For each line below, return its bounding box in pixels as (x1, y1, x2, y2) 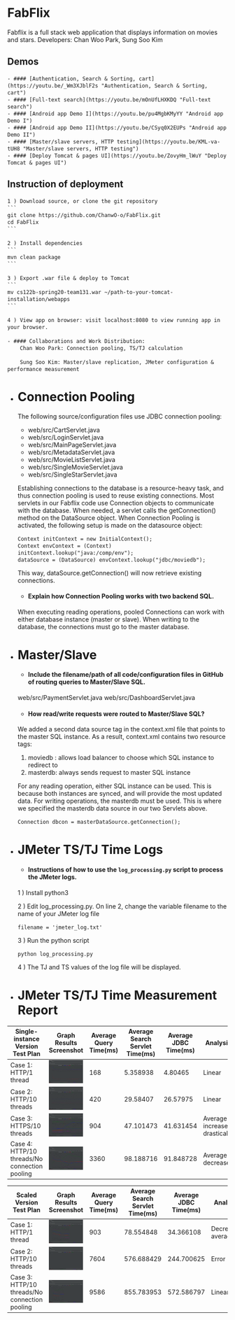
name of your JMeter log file (17, 909, 100, 918)
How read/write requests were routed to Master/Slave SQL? (27, 709, 205, 718)
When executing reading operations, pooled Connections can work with (17, 608, 225, 616)
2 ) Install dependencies (7, 239, 83, 246)
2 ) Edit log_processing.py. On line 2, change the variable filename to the (17, 901, 227, 911)
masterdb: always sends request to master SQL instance (27, 768, 191, 777)
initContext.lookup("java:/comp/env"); (17, 549, 134, 556)
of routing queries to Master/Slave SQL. (27, 677, 145, 687)
